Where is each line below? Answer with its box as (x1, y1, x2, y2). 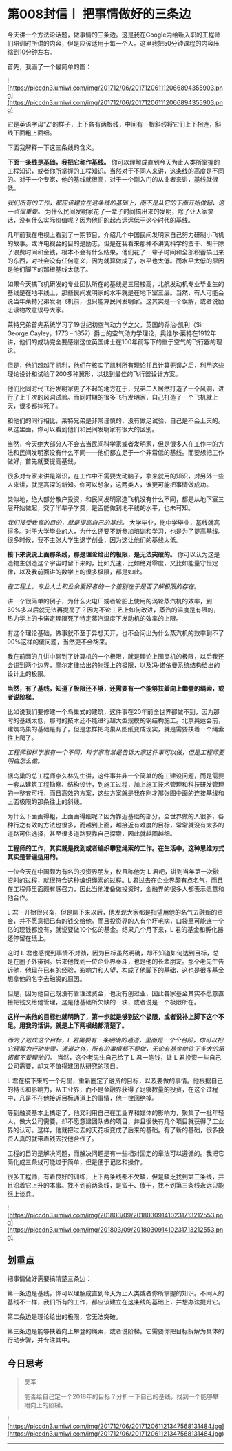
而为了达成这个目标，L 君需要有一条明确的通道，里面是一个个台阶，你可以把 (7, 1036, 224, 1044)
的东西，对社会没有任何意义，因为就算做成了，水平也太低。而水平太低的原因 (7, 256, 224, 265)
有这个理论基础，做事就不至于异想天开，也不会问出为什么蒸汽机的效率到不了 (7, 628, 224, 637)
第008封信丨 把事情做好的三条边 (7, 6, 191, 22)
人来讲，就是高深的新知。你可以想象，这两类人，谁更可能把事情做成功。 (7, 480, 212, 488)
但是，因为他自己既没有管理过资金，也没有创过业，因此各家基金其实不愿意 (7, 989, 218, 998)
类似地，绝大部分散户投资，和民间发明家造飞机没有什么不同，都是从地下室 (7, 495, 218, 503)
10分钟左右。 (19, 48, 56, 56)
